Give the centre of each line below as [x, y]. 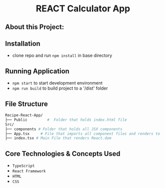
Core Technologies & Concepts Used [63, 154]
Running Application [37, 71]
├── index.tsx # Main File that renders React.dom [58, 138]
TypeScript [23, 166]
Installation [23, 43]
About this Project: [35, 27]
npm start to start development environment [57, 83]
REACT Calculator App [83, 9]
